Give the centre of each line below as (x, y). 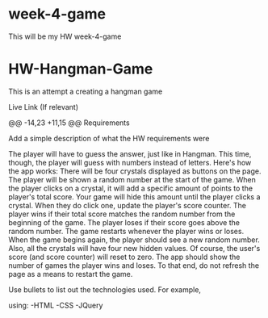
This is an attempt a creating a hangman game (86, 91)
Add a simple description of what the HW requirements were (109, 138)
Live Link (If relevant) (44, 107)
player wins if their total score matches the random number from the (122, 214)
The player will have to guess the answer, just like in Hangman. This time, (130, 153)
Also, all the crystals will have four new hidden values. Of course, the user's (134, 248)
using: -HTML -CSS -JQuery (56, 305)
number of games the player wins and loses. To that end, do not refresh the (134, 265)
